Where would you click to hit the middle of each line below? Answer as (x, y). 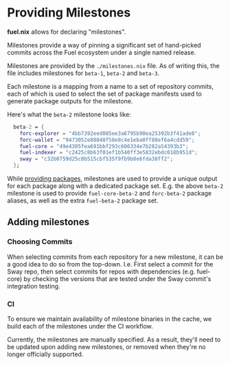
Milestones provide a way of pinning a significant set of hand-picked (104, 45)
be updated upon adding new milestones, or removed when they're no (106, 347)
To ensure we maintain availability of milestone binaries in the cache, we (110, 319)
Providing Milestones (69, 13)
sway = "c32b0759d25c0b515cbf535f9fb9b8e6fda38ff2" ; (96, 159)
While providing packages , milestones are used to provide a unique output (112, 179)
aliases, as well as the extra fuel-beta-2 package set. (83, 200)
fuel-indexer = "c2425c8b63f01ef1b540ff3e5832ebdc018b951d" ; (108, 153)
